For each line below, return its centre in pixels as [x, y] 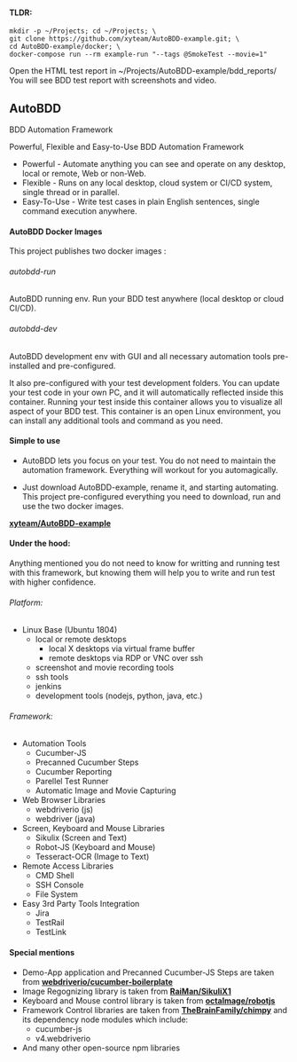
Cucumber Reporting [74, 772]
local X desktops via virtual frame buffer [121, 649]
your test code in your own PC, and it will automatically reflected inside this [146, 392]
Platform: [26, 602]
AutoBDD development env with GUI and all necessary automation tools [140, 356]
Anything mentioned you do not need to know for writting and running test [145, 563]
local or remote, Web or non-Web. [84, 174]
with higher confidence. [52, 582]
